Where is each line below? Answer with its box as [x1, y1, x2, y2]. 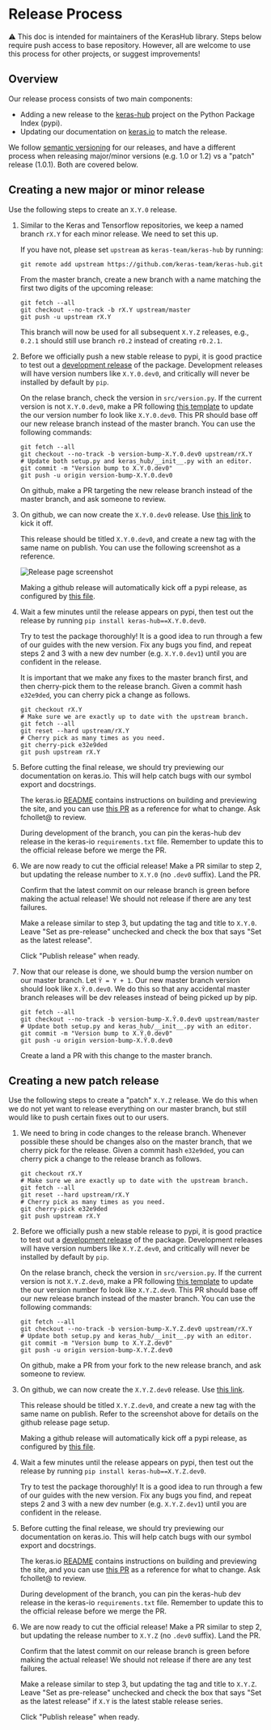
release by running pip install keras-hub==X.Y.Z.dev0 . [19, 1466, 206, 1476]
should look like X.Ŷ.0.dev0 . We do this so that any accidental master [19, 984, 251, 993]
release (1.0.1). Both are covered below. [8, 159, 139, 169]
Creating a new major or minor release [8, 183, 205, 197]
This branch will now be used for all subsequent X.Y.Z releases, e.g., [19, 327, 249, 337]
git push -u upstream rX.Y [19, 312, 112, 321]
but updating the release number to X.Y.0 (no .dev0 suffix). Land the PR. [19, 869, 261, 879]
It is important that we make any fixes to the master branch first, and [19, 673, 248, 682]
